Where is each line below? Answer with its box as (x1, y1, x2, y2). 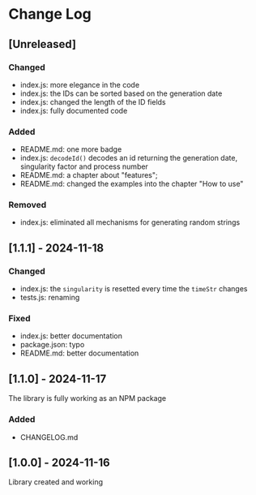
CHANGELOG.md (19, 432, 79, 442)
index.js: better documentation (19, 331, 123, 341)
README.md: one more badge (19, 144, 122, 154)
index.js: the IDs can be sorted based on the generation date (19, 88, 223, 98)
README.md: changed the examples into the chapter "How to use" (19, 179, 244, 189)
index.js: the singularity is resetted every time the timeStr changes (19, 284, 248, 294)
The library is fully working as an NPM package (8, 394, 167, 403)
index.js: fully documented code (19, 105, 128, 115)
